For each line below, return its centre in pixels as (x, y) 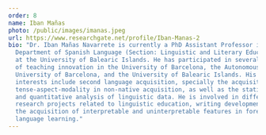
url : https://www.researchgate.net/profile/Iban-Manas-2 (104, 38)
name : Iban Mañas (37, 23)
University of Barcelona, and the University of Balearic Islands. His (136, 75)
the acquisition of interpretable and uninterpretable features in (129, 112)
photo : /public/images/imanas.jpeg (67, 30)
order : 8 (23, 15)
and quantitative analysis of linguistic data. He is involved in (127, 97)
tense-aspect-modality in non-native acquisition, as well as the (127, 89)
